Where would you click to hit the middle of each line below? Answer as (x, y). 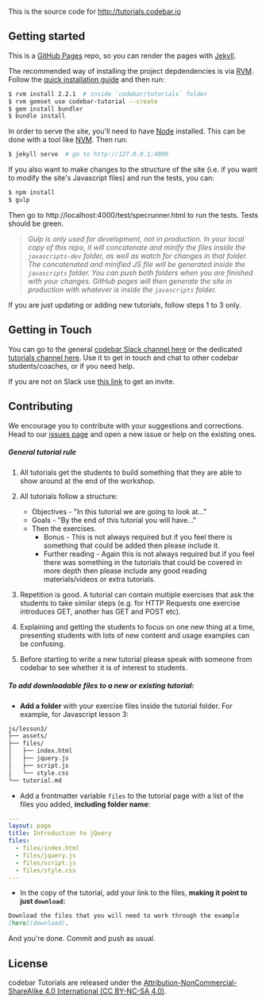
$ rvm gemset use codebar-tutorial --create (83, 101)
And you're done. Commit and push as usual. (82, 939)
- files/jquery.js (46, 855)
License (28, 964)
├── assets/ (28, 736)
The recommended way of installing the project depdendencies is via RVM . (131, 71)
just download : (42, 901)
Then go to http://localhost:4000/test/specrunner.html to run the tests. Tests (133, 215)
